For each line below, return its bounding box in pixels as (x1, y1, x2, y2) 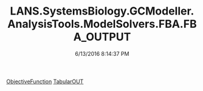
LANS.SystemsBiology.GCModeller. (10, 4, 194, 18)
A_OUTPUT (73, 30, 131, 44)
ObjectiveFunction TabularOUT (6, 78, 84, 85)
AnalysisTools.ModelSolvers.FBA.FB (7, 17, 197, 31)
